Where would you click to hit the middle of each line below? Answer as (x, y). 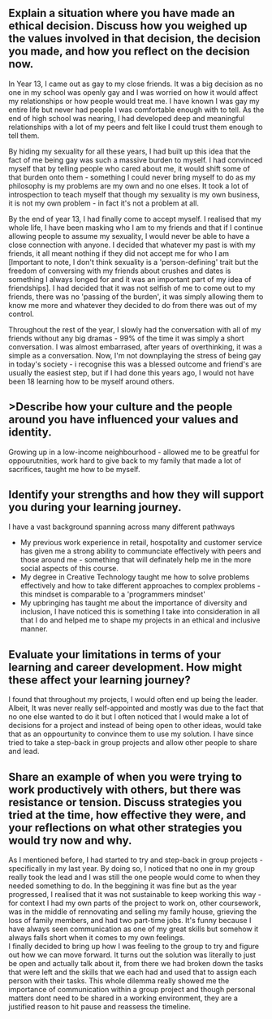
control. (22, 314)
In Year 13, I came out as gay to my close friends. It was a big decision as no (136, 84)
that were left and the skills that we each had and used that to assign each (133, 972)
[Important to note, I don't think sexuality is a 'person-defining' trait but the (134, 262)
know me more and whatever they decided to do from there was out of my (133, 305)
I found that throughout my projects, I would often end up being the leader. (133, 700)
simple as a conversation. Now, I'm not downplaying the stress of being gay (135, 355)
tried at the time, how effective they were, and (127, 815)
